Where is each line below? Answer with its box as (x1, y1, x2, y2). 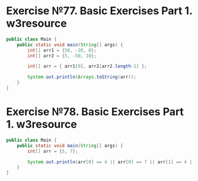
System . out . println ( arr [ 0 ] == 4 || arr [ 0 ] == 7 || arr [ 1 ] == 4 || (27, 159, 195, 165)
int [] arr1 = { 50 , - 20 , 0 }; (27, 47, 97, 53)
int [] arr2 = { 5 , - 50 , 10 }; (27, 53, 97, 59)
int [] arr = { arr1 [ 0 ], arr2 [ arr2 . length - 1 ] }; (27, 63, 147, 69)
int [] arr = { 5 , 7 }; (27, 148, 78, 154)
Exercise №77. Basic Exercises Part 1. (6, 4, 193, 18)
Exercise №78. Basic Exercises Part (6, 105, 184, 119)
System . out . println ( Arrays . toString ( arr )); (27, 74, 136, 80)
